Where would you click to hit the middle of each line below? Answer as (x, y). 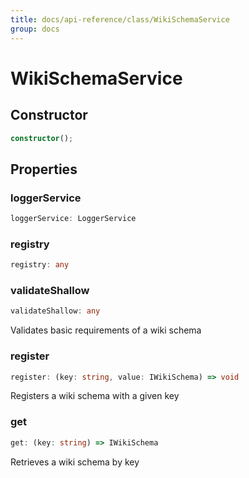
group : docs (35, 29)
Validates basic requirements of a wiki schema (106, 330)
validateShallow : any (55, 311)
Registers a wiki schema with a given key (95, 396)
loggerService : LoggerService (73, 219)
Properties (44, 169)
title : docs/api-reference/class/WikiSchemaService (120, 19)
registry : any (40, 265)
